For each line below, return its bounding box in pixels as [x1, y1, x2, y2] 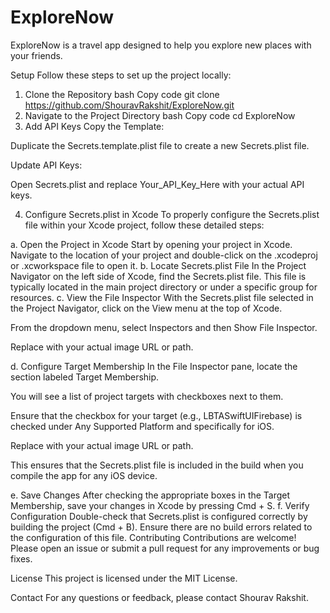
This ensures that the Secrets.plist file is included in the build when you [10, 459, 304, 471]
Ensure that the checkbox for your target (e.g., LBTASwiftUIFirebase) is [10, 409, 303, 421]
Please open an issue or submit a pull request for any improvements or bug [10, 542, 320, 554]
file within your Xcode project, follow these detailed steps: [24, 219, 265, 231]
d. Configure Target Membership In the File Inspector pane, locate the [10, 360, 298, 372]
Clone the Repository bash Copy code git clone [24, 88, 220, 100]
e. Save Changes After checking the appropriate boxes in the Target [10, 489, 291, 501]
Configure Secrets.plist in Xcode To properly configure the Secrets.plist [24, 208, 320, 220]
